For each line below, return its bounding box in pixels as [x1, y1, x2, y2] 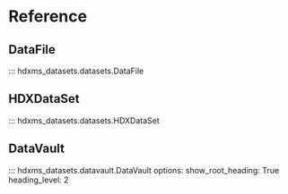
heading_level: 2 [8, 174, 69, 185]
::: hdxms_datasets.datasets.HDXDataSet [8, 114, 161, 126]
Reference [8, 6, 87, 27]
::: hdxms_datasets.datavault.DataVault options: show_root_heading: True [8, 164, 280, 175]
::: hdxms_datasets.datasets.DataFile [8, 65, 144, 76]
